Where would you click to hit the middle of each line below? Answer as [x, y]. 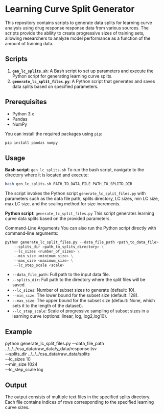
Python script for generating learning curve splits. [62, 76]
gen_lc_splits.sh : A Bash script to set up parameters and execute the [83, 71]
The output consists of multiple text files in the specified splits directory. [78, 397]
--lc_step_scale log [24, 370]
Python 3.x [23, 113]
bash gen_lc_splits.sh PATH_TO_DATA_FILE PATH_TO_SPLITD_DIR [69, 184]
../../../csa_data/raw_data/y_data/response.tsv [51, 349]
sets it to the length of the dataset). [47, 306]
